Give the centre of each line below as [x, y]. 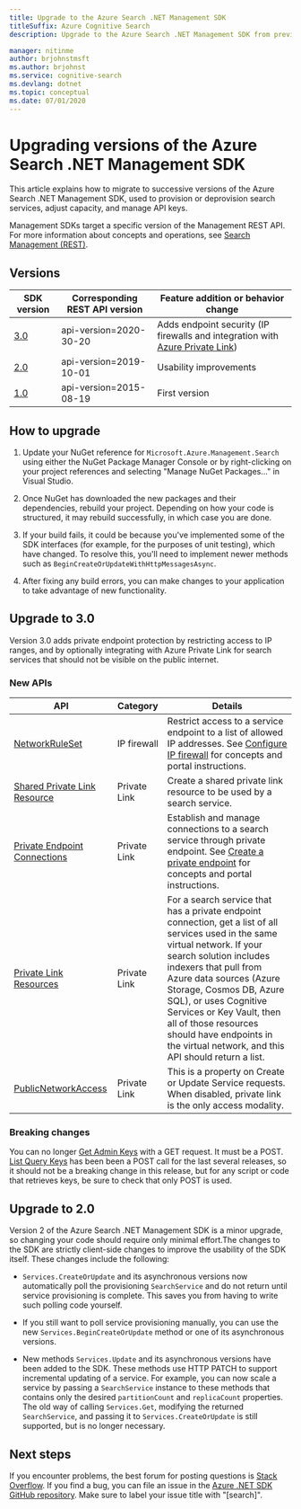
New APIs [31, 682]
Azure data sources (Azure [224, 979]
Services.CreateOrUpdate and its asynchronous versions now [135, 1276]
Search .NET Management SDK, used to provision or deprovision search [142, 199]
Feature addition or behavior [222, 298]
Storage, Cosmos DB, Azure [226, 990]
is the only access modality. [226, 1105]
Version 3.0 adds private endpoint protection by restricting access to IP [141, 640]
